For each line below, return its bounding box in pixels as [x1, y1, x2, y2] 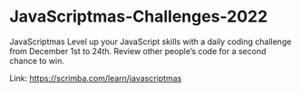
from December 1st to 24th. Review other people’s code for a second [9, 45, 267, 56]
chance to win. [9, 55, 65, 66]
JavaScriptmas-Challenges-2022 [9, 6, 268, 27]
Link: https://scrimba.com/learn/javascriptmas [9, 72, 182, 83]
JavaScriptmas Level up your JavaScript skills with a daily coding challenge [9, 36, 292, 47]
